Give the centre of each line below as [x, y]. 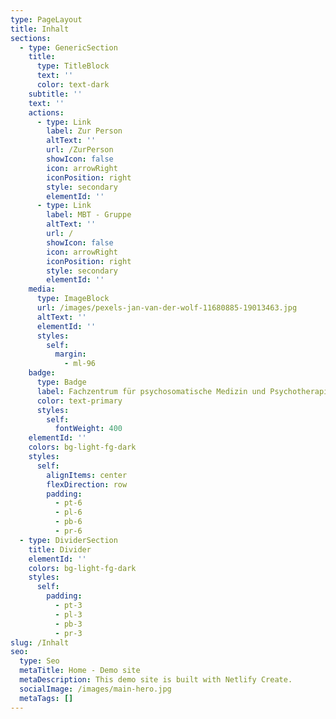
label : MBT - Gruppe [89, 215]
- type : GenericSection [68, 47]
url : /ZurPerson [80, 150]
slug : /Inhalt [40, 642]
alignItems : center [87, 475]
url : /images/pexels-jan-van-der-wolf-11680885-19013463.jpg [167, 308]
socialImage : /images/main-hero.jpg [95, 689]
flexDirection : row [87, 484]
